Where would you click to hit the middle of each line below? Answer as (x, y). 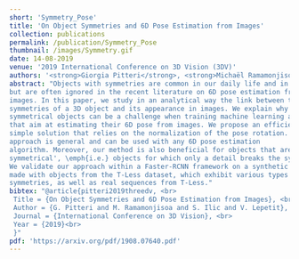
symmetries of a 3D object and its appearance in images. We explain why (149, 109)
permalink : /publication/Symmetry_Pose (83, 42)
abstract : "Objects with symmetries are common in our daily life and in (149, 84)
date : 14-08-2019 (41, 59)
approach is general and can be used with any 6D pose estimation (135, 142)
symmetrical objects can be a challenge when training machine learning (147, 117)
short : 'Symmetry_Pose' (53, 17)
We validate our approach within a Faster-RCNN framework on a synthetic (149, 166)
